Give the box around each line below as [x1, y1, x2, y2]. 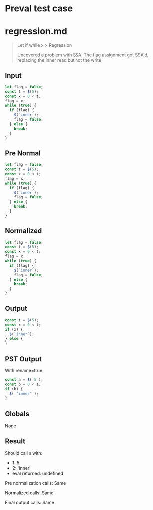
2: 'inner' [12, 465, 31, 471]
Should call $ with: [5, 450, 43, 456]
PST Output [5, 355, 42, 363]
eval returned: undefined [12, 470, 64, 476]
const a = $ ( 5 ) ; [5, 377, 43, 382]
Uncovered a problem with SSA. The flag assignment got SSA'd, [17, 52, 149, 58]
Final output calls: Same [5, 499, 55, 505]
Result [5, 437, 26, 445]
